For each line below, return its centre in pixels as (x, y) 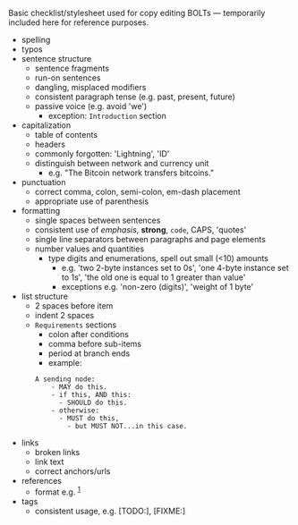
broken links (57, 452)
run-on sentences (68, 78)
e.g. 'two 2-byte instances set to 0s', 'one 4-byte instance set (175, 268)
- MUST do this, (89, 419)
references (41, 481)
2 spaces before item (74, 306)
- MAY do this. (80, 387)
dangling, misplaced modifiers (90, 87)
